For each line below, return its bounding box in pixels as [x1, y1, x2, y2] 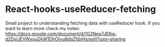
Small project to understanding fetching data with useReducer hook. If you [5, 20, 160, 26]
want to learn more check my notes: [5, 25, 80, 31]
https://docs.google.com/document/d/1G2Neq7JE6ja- [5, 30, 117, 36]
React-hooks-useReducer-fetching [5, 3, 156, 15]
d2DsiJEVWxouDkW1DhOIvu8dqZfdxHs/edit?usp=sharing [5, 36, 126, 42]
